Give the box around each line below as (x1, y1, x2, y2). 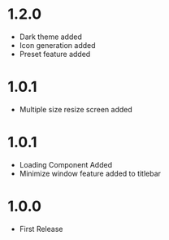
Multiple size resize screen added (19, 104, 133, 114)
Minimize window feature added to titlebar (19, 168, 162, 178)
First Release (19, 224, 63, 233)
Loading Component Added (19, 159, 113, 169)
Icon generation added (19, 40, 96, 50)
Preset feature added (19, 49, 91, 59)
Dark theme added (19, 32, 82, 41)
